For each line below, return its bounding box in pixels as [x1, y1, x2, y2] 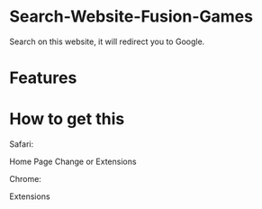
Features [9, 68, 77, 88]
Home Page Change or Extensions [9, 156, 137, 168]
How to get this [9, 109, 125, 130]
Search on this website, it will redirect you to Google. [9, 36, 205, 47]
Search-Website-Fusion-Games [9, 6, 254, 27]
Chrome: [9, 174, 42, 185]
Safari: [9, 139, 34, 150]
